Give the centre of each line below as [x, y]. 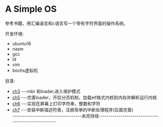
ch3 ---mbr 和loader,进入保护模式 [46, 91]
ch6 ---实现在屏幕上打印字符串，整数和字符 [56, 103]
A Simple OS [31, 9]
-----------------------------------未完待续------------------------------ [85, 116]
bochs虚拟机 [25, 70]
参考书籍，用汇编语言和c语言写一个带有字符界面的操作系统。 [67, 23]
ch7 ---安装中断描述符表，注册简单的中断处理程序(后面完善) [73, 110]
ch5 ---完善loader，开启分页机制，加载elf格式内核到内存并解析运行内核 [84, 97]
